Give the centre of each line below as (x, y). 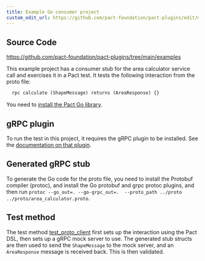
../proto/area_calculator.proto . (48, 198)
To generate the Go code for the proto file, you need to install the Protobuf (100, 179)
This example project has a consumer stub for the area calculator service (98, 69)
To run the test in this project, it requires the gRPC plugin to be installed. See (102, 138)
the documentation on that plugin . (49, 145)
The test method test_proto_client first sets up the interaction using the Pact (102, 232)
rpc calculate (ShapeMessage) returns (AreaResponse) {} (86, 93)
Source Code (31, 42)
